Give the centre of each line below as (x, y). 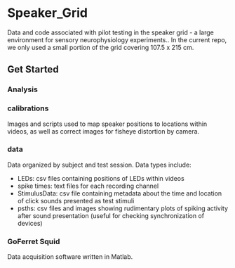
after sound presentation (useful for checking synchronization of (111, 215)
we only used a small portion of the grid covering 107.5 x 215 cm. (101, 47)
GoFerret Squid (34, 241)
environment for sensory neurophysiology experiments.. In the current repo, (117, 39)
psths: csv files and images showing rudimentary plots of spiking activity (122, 208)
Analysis (23, 89)
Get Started (33, 69)
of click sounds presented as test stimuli (76, 200)
